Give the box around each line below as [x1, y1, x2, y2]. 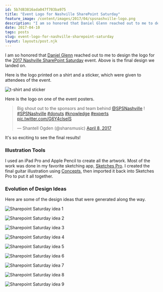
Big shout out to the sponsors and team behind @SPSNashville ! [16, 105, 145, 111]
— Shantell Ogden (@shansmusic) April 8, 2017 [16, 125, 112, 131]
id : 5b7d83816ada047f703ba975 [5, 7, 66, 12]
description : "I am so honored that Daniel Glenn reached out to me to [5, 20, 153, 26]
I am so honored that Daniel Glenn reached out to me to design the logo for [5, 52, 155, 58]
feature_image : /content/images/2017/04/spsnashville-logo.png [5, 16, 136, 21]
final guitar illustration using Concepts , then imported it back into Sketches [5, 168, 154, 174]
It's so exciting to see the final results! [5, 134, 81, 140]
